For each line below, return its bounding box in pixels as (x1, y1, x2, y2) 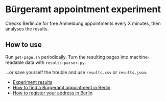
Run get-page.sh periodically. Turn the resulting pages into (5, 54, 129, 60)
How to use (5, 41, 42, 49)
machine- (129, 54, 150, 60)
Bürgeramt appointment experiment (5, 4, 161, 15)
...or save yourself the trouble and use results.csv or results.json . (5, 69, 148, 75)
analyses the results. (5, 25, 49, 31)
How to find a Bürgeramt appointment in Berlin (12, 84, 111, 90)
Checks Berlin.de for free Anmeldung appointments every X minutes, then (5, 20, 161, 26)
